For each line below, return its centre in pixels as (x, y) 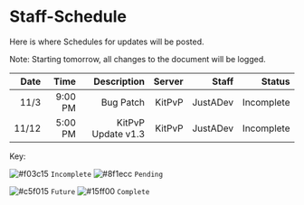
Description (119, 81)
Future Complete (100, 191)
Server (168, 81)
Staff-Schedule (68, 17)
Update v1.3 (119, 134)
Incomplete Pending (107, 174)
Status (275, 81)
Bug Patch (123, 102)
